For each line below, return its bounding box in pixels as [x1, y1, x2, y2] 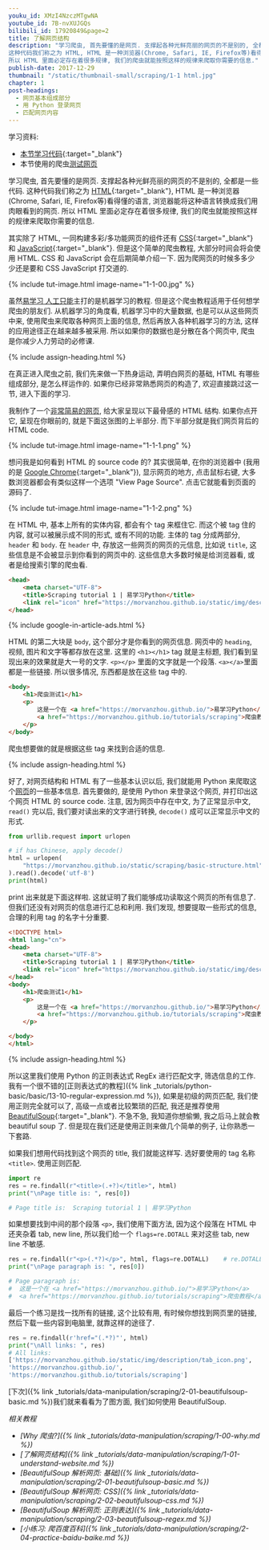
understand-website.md [19, 1458, 100, 1468]
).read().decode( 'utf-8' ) [8, 869, 94, 877]
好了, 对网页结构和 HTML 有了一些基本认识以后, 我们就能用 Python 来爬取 [8, 776, 251, 785]
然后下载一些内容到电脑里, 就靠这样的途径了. [8, 1318, 155, 1328]
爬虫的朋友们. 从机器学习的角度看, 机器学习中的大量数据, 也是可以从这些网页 [8, 306, 259, 316]
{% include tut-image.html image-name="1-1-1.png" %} [8, 441, 191, 450]
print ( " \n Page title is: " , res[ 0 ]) [8, 1189, 130, 1197]
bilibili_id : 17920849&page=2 [8, 27, 110, 35]
